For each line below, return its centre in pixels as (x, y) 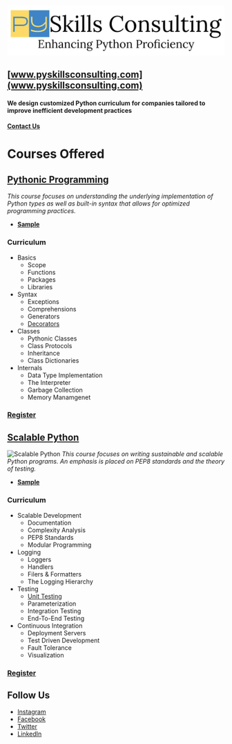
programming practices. (41, 211)
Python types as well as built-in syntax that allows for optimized (98, 203)
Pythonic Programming (58, 180)
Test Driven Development (64, 640)
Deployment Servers (57, 633)
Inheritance (43, 353)
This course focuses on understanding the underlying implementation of (110, 197)
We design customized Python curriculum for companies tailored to (106, 103)
